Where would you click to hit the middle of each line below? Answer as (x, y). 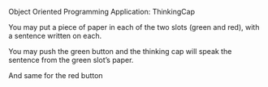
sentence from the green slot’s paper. (71, 60)
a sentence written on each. (55, 36)
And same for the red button (56, 75)
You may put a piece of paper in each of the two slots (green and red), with (134, 27)
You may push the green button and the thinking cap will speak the (120, 51)
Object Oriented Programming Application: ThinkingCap (102, 12)
